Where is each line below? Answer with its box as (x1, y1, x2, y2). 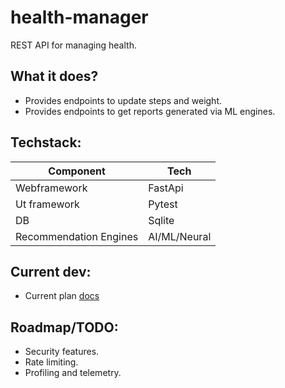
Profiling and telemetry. (24, 367, 122, 379)
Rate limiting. (24, 356, 79, 368)
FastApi (148, 181, 184, 195)
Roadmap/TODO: (10, 319, 119, 336)
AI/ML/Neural (148, 229, 212, 243)
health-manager (10, 6, 149, 29)
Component (48, 164, 106, 178)
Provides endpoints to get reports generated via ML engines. (24, 105, 276, 117)
